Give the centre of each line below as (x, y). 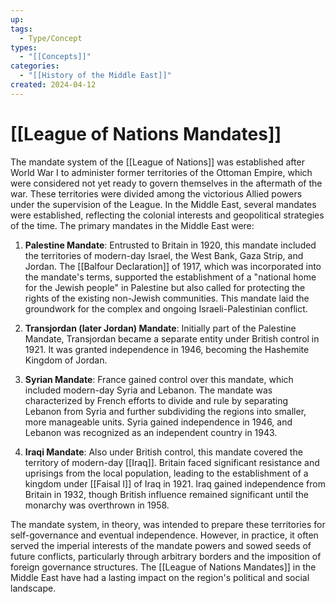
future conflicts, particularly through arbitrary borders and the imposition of (166, 556)
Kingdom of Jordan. (66, 360)
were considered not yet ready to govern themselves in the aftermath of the (166, 183)
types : (24, 47)
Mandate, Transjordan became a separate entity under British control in (172, 338)
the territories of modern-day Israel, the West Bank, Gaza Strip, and (164, 255)
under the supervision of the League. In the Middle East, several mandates (163, 204)
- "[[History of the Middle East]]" (95, 76)
